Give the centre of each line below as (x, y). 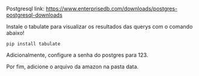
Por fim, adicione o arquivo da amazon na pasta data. (72, 66)
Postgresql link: (25, 9)
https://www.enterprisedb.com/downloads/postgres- (112, 9)
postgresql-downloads (34, 15)
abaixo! (15, 33)
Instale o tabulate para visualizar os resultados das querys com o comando (99, 27)
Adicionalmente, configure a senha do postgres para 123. (77, 55)
